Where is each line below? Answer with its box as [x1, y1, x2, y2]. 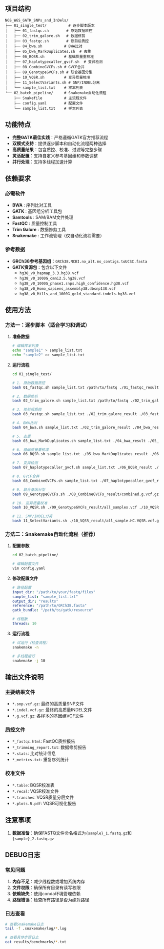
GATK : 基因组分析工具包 [12, 208, 62, 214]
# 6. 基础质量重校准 [12, 447, 49, 452]
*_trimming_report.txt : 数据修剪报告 [12, 745, 87, 750]
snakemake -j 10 [12, 658, 45, 663]
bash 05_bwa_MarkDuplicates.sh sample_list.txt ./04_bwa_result [12, 438, 146, 443]
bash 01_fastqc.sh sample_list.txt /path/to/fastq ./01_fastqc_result [12, 385, 159, 390]
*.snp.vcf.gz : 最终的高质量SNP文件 [12, 701, 84, 707]
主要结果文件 [5, 688, 36, 695]
